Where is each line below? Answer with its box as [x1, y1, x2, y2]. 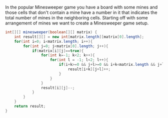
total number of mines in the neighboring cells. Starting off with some [5, 15, 148, 20]
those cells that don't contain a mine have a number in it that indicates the [5, 9, 157, 15]
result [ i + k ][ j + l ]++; [67, 67, 111, 72]
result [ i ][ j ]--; [40, 85, 75, 90]
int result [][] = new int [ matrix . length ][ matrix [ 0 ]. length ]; [14, 34, 144, 39]
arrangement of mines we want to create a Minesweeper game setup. [5, 20, 149, 26]
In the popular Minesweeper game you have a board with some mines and [5, 4, 158, 10]
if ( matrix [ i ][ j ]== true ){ [31, 48, 84, 53]
